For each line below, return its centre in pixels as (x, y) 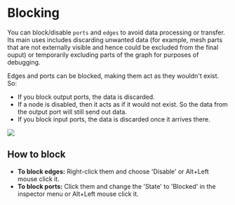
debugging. (24, 62)
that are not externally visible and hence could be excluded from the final (113, 47)
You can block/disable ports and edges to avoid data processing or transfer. (116, 32)
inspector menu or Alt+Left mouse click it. (78, 194)
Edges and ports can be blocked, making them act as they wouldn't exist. (113, 76)
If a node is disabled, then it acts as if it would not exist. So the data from (122, 104)
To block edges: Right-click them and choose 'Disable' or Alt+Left (113, 171)
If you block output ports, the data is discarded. (86, 97)
